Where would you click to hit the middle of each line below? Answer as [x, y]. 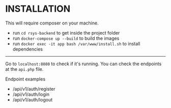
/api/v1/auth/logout [32, 99]
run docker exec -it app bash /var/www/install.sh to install [76, 43]
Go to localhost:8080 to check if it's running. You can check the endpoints [83, 64]
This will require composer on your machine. [52, 23]
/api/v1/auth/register [34, 89]
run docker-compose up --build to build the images [66, 38]
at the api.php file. [24, 69]
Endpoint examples [25, 79]
